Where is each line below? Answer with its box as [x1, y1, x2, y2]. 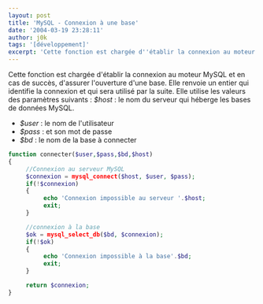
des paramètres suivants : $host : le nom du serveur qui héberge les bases [8, 95, 251, 104]
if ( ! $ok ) [25, 238, 55, 246]
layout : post [8, 11, 51, 20]
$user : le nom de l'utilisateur [19, 119, 114, 128]
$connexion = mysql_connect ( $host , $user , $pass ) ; [25, 172, 195, 180]
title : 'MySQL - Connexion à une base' [8, 19, 139, 27]
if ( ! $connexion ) [25, 180, 80, 187]
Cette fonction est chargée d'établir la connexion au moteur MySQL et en [8, 70, 246, 79]
